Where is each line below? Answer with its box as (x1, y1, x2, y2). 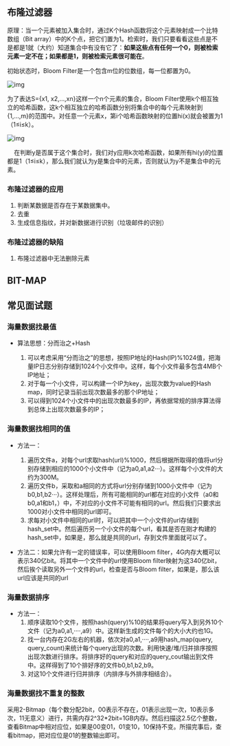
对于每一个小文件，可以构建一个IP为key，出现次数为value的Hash (27, 379, 211, 387)
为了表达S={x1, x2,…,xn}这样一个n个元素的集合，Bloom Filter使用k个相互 (7, 94, 213, 103)
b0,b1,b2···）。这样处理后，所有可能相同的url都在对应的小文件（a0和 (27, 490, 219, 498)
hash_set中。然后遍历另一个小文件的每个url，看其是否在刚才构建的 (27, 524, 217, 533)
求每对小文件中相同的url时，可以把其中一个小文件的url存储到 (27, 515, 199, 524)
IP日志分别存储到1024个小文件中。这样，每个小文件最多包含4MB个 (33, 362, 223, 370)
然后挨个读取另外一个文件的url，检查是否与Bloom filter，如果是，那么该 (16, 565, 220, 573)
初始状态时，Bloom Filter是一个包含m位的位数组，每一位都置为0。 (7, 66, 194, 74)
